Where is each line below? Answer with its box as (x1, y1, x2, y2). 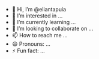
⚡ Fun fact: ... (11, 47, 45, 54)
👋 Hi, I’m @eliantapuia (11, 6, 67, 13)
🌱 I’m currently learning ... (11, 19, 76, 25)
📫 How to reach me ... (11, 32, 68, 39)
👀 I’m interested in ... (11, 12, 63, 19)
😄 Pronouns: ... (11, 40, 51, 48)
